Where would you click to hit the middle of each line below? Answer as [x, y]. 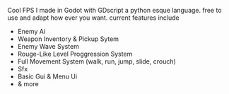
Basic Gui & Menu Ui [47, 76]
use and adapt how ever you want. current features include [93, 18]
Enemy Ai [31, 31]
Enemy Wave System [48, 46]
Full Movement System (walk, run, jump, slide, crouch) [97, 61]
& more [28, 84]
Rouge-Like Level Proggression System [75, 54]
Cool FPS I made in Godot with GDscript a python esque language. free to [114, 10]
